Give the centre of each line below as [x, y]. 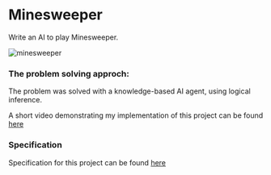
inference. [25, 100]
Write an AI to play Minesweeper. [64, 37]
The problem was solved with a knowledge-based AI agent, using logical [129, 91]
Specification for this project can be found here [87, 162]
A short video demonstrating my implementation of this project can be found [136, 115]
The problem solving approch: [69, 73]
